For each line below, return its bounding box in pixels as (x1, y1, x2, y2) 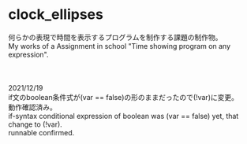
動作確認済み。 (8, 102, 57, 112)
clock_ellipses (8, 6, 104, 24)
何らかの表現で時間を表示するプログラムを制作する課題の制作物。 (8, 32, 223, 42)
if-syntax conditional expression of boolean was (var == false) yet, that (8, 111, 239, 120)
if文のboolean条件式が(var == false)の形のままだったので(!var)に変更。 (8, 92, 239, 102)
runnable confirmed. (8, 127, 75, 137)
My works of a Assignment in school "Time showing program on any (8, 41, 231, 50)
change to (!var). (8, 120, 63, 129)
